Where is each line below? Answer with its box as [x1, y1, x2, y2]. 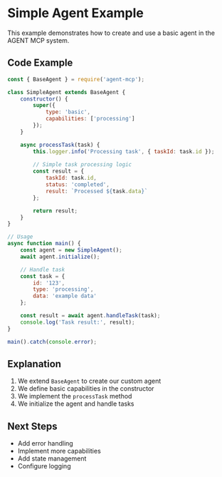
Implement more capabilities [17, 447, 101, 456]
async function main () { [7, 240, 81, 247]
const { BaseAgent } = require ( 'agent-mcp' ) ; [7, 76, 144, 83]
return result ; [33, 207, 78, 215]
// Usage [7, 233, 33, 240]
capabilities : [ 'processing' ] [45, 116, 135, 123]
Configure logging [17, 462, 71, 471]
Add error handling [17, 439, 73, 448]
